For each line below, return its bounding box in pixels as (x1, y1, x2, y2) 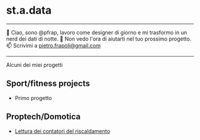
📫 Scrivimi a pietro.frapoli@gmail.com (6, 42, 101, 49)
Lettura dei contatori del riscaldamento (14, 127, 110, 135)
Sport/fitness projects (6, 79, 90, 89)
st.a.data (6, 4, 52, 17)
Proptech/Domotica (6, 111, 81, 122)
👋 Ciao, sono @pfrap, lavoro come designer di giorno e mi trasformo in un (6, 29, 187, 36)
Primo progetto (14, 94, 52, 101)
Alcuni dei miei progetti (6, 61, 63, 69)
